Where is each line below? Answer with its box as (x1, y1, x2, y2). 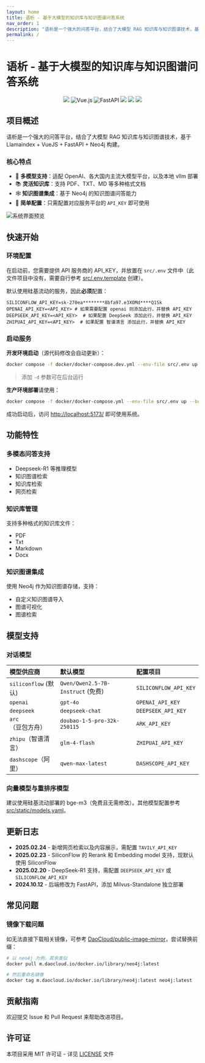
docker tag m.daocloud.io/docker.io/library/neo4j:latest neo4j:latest (6, 977, 192, 984)
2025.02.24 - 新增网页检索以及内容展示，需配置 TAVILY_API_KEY (15, 844, 178, 851)
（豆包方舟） (9, 723, 47, 731)
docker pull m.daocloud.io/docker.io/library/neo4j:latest (6, 960, 160, 967)
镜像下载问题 (6, 920, 45, 929)
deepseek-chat (60, 707, 101, 714)
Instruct (60, 688, 85, 695)
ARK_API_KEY (136, 720, 171, 727)
